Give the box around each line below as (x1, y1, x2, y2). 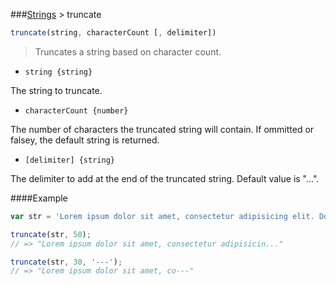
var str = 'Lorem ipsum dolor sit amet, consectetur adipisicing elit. (10, 211, 315, 221)
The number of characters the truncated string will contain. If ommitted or (10, 123, 315, 135)
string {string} (24, 67, 93, 77)
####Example (10, 192, 68, 204)
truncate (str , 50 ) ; (10, 229, 92, 239)
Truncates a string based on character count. (34, 45, 222, 58)
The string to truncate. (10, 84, 103, 96)
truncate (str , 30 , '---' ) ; (10, 257, 123, 267)
